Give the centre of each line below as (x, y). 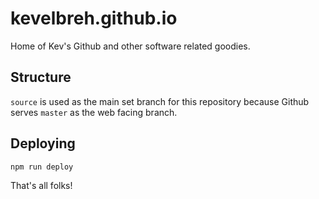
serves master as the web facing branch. (94, 112)
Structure (41, 77)
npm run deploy (42, 167)
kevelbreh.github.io (94, 18)
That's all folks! (41, 185)
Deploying (43, 143)
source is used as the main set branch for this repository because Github (160, 101)
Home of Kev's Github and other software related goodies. (130, 46)
